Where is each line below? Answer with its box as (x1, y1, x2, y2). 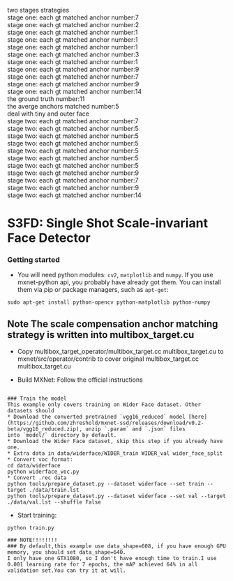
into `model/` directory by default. (7, 432, 117, 439)
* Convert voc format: (7, 456, 73, 463)
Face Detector (7, 230, 91, 246)
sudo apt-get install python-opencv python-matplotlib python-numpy (7, 299, 211, 306)
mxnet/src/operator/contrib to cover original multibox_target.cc (17, 355, 199, 363)
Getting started (7, 255, 61, 265)
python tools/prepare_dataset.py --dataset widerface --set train (7, 481, 204, 488)
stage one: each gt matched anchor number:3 (7, 50, 140, 59)
